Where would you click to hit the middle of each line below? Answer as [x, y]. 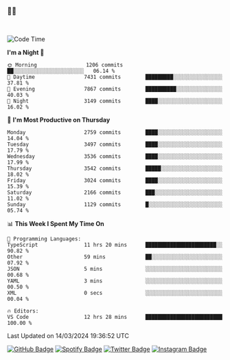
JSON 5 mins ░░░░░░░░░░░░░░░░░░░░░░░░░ [115, 269]
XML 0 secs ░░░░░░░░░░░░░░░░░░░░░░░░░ [115, 293]
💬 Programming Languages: [44, 239]
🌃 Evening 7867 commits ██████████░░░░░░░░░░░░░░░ [115, 89]
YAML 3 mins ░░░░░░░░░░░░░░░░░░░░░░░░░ [115, 281]
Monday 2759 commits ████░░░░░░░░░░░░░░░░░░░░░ [115, 133]
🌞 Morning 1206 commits [65, 65]
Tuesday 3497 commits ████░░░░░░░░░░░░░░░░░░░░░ [115, 145]
